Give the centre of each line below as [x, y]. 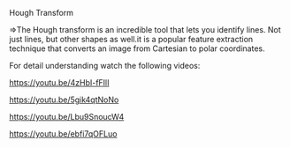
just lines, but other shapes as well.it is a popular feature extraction [131, 39]
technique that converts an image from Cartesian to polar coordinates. [137, 48]
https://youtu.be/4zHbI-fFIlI [59, 82]
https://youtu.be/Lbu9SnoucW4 [67, 117]
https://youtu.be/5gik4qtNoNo [64, 100]
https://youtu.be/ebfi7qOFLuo [63, 134]
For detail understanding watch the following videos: [105, 66]
